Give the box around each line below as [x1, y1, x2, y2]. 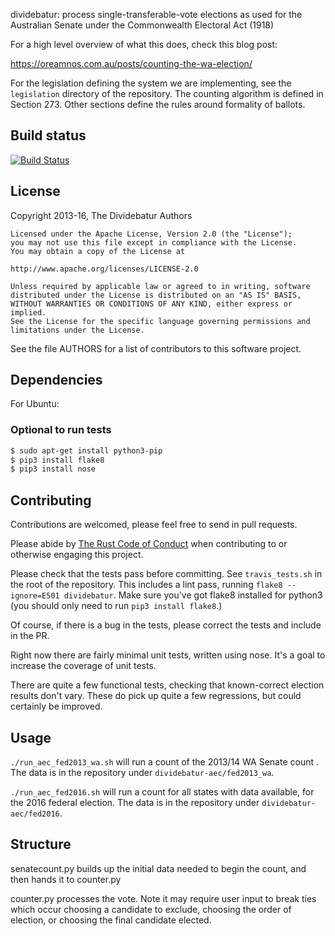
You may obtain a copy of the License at [10, 246, 186, 256]
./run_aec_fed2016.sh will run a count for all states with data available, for [10, 785, 315, 798]
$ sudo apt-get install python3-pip [10, 445, 163, 456]
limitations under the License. [10, 325, 145, 335]
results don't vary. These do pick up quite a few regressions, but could [10, 690, 302, 702]
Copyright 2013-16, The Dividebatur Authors [10, 209, 193, 221]
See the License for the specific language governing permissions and [10, 316, 311, 326]
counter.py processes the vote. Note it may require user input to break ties [10, 892, 317, 904]
